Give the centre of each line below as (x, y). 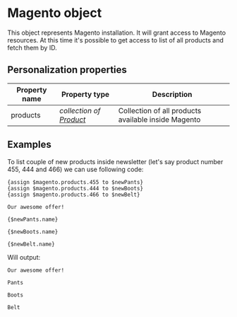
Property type (85, 94)
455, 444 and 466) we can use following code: (75, 169)
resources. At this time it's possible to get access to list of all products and (115, 40)
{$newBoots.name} (33, 231)
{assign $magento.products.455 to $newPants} (75, 182)
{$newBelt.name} (31, 244)
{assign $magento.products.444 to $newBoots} (75, 188)
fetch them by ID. (32, 47)
